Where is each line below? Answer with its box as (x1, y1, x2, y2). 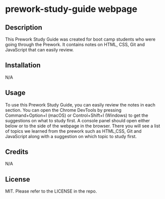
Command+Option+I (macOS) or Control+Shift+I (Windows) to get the (5, 112, 148, 118)
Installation (5, 61, 41, 70)
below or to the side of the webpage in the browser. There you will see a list (5, 123, 161, 129)
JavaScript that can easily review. (5, 47, 74, 52)
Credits (5, 148, 29, 156)
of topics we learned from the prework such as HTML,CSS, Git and (5, 128, 142, 134)
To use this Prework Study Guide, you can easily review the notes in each (5, 101, 156, 107)
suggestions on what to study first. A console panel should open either (5, 117, 150, 123)
